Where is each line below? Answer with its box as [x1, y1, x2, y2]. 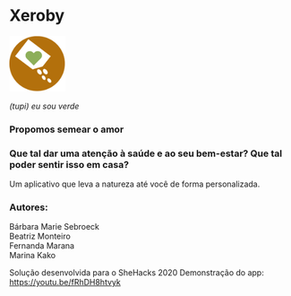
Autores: [9, 201, 48, 213]
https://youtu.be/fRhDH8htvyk [9, 277, 121, 288]
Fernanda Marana [9, 240, 74, 251]
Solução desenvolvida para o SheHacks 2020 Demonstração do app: [9, 267, 264, 278]
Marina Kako [9, 250, 56, 261]
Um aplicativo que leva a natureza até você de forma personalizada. [9, 178, 261, 189]
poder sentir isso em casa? [9, 158, 130, 170]
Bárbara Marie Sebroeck [9, 222, 100, 232]
